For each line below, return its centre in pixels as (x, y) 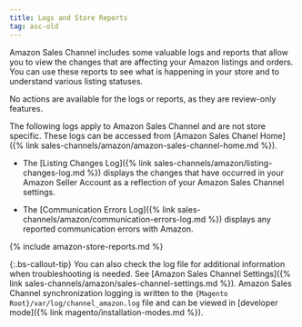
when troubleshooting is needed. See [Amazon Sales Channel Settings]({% (150, 273)
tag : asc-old (34, 26)
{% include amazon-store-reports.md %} (86, 246)
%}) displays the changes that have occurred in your (185, 173)
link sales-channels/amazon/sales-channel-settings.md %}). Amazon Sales (151, 283)
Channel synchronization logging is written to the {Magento (119, 292)
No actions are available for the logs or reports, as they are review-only (143, 99)
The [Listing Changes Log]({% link (87, 163)
